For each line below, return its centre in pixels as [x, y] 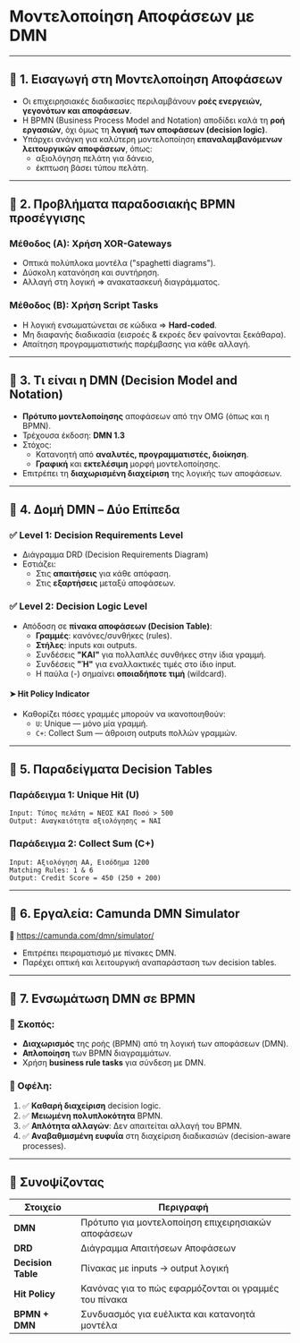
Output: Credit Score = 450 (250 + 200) [86, 878]
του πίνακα [104, 1300]
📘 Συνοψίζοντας [57, 1182]
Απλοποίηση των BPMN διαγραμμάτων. [96, 1053]
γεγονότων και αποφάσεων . [77, 110]
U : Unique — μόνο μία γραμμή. [92, 723]
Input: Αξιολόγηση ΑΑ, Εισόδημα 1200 [79, 862]
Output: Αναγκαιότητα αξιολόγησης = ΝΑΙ [86, 821]
